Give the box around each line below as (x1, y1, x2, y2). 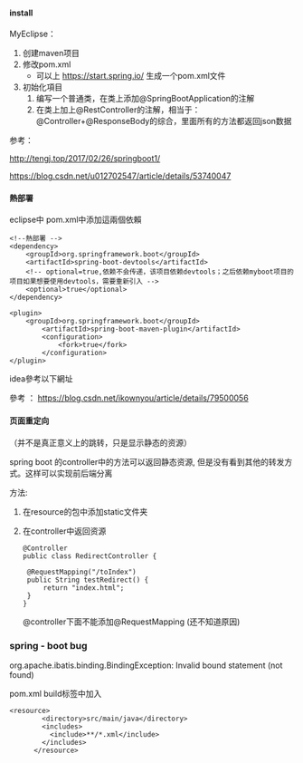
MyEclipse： (9, 28, 56, 40)
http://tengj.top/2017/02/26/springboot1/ (9, 153, 161, 164)
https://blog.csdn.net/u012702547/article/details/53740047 (9, 170, 232, 181)
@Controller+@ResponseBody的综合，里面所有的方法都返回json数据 (35, 116, 292, 127)
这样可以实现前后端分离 (24, 468, 113, 478)
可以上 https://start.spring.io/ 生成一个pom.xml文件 (35, 71, 226, 82)
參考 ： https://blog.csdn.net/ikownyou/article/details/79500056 (9, 392, 249, 403)
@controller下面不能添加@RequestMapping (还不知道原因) (22, 616, 241, 627)
